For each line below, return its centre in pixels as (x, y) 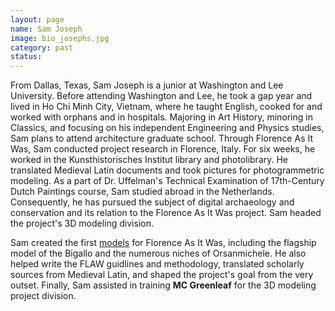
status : (26, 57)
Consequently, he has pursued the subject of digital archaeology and (152, 202)
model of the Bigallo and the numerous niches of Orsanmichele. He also (158, 253)
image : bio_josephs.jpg (60, 38)
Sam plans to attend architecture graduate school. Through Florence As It (162, 138)
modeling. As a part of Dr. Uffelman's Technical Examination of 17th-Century (167, 181)
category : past (42, 47)
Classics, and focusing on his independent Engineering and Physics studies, (167, 128)
